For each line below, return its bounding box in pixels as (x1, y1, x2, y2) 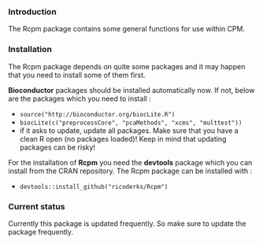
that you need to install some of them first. (8, 70, 146, 79)
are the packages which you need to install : (8, 94, 151, 103)
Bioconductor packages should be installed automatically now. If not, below (8, 85, 255, 94)
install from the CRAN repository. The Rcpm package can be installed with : (8, 166, 253, 176)
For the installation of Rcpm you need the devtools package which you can (8, 157, 253, 167)
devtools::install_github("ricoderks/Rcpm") (19, 183, 169, 190)
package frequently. (8, 227, 73, 236)
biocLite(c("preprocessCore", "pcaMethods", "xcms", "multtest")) (19, 119, 243, 127)
